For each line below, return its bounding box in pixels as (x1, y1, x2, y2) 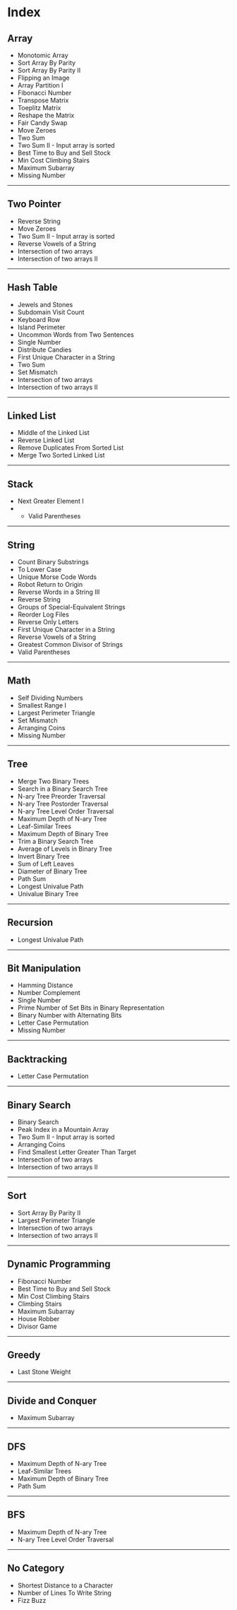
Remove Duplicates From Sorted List (17, 443, 124, 452)
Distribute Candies (17, 345, 72, 354)
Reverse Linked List (17, 436, 75, 445)
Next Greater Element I (17, 497, 85, 506)
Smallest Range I (17, 700, 67, 710)
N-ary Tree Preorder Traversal (17, 792, 106, 800)
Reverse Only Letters (17, 618, 79, 626)
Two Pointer (7, 198, 61, 210)
